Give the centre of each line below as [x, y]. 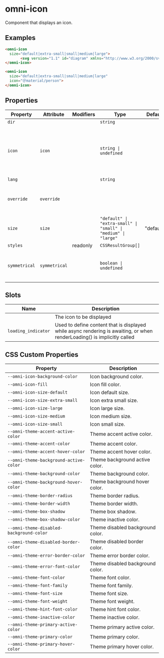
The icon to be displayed [83, 317]
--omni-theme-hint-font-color [43, 609]
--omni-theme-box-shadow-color [44, 520]
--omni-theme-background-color [44, 474]
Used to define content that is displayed [101, 325]
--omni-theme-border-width [39, 504]
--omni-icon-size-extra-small [43, 400]
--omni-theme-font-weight [38, 602]
